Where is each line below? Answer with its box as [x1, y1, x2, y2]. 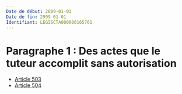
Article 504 [14, 82, 42, 89]
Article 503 [14, 76, 42, 83]
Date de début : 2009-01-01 [6, 8, 72, 15]
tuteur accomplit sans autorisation [6, 56, 177, 70]
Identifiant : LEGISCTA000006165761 [6, 19, 93, 25]
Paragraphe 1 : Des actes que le [6, 44, 160, 57]
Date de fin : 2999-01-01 [6, 14, 66, 20]
